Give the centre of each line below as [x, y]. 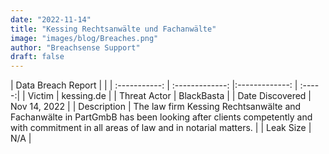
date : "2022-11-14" [51, 19]
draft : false [37, 57]
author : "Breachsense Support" [75, 47]
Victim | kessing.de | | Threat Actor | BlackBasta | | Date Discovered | [169, 96]
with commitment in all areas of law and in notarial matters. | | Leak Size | [161, 128]
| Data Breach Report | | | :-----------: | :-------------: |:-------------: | [154, 85]
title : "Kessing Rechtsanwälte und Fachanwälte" [113, 29]
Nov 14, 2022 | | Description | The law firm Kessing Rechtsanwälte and [156, 107]
